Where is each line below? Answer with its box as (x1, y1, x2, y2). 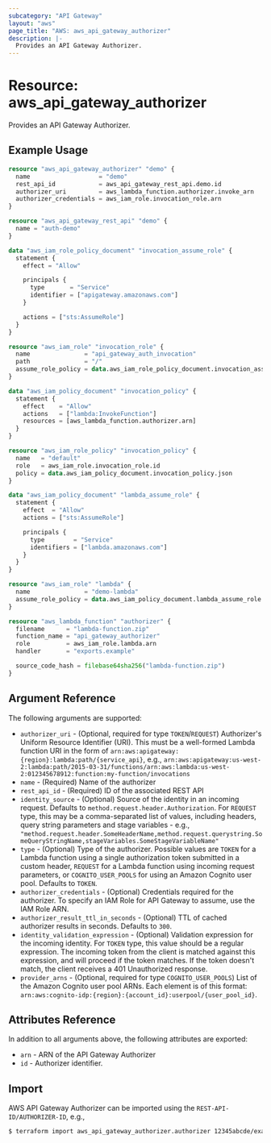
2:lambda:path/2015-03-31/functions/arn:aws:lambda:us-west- (19, 763, 231, 771)
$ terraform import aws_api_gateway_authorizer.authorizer (8, 1128, 211, 1136)
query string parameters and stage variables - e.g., (19, 820, 190, 829)
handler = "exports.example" (15, 647, 135, 655)
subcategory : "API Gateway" (8, 11, 103, 20)
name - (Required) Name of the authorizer (19, 777, 156, 787)
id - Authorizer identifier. (19, 1058, 103, 1068)
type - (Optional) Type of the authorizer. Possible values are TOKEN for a (19, 844, 256, 854)
